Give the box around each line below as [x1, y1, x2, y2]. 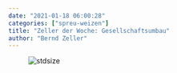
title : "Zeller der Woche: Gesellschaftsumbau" [8, 26, 171, 34]
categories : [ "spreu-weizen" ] [8, 19, 110, 27]
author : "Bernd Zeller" [8, 34, 88, 43]
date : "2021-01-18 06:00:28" [8, 11, 106, 20]
